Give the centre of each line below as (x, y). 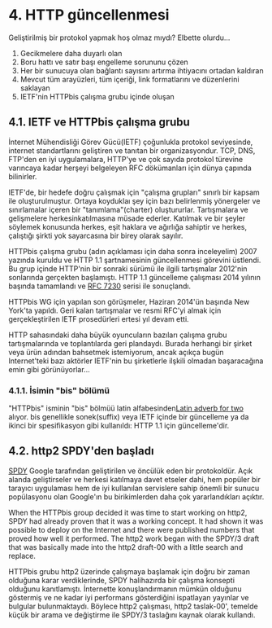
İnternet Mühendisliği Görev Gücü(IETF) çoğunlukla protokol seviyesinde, (131, 142)
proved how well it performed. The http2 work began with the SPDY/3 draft (134, 538)
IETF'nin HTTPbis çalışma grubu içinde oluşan (97, 96)
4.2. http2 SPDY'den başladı (81, 451)
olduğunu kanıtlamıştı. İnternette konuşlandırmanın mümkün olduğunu (125, 589)
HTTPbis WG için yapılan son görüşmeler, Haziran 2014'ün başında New (129, 301)
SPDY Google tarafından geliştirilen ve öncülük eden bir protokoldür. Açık (131, 471)
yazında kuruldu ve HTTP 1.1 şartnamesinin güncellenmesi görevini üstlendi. (135, 260)
